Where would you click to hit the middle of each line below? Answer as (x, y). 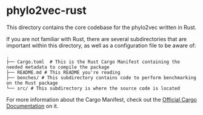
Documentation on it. (32, 106)
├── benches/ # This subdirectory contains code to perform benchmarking (101, 77)
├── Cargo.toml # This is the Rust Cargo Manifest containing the (93, 62)
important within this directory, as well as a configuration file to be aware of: (101, 45)
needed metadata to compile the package (58, 67)
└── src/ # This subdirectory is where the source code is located (93, 88)
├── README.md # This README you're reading (63, 72)
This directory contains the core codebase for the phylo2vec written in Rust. (101, 27)
